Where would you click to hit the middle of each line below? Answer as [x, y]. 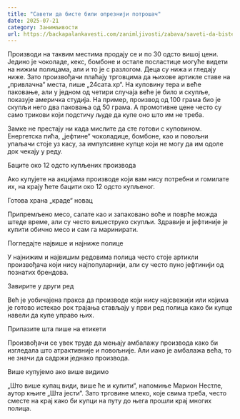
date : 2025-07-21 [33, 21]
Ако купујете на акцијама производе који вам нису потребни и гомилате [119, 179]
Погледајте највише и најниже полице [65, 243]
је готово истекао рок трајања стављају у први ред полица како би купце [120, 308]
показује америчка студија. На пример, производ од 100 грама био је [114, 100]
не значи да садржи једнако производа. [69, 358]
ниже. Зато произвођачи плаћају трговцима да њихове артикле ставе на [119, 77]
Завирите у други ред [41, 286]
